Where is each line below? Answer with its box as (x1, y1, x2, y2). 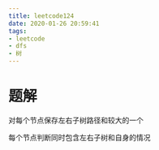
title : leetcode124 (8, 11, 75, 20)
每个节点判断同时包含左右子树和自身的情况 (8, 132, 151, 142)
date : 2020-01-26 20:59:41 (8, 19, 100, 28)
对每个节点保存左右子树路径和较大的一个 (8, 115, 144, 125)
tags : (8, 27, 27, 35)
